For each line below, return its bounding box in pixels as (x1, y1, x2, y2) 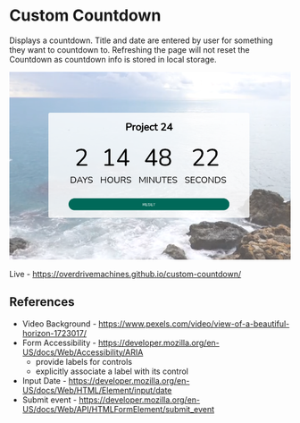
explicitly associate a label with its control (35, 366, 189, 376)
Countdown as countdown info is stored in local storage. (9, 54, 217, 64)
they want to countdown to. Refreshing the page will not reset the (9, 44, 250, 55)
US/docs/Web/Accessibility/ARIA (21, 346, 144, 358)
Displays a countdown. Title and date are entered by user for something (9, 35, 273, 46)
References (9, 294, 75, 309)
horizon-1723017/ (21, 327, 87, 338)
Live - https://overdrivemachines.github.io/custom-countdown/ (9, 268, 242, 279)
